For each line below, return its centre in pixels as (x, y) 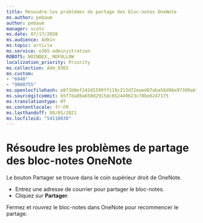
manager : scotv (25, 29)
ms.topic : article (29, 46)
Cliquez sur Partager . (42, 196)
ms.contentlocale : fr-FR (37, 107)
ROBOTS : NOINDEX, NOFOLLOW (40, 57)
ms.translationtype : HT (36, 101)
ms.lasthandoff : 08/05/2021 (42, 113)
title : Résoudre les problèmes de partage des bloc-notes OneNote (92, 12)
